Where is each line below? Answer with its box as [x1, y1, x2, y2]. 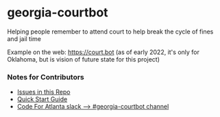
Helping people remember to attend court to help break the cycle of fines [7, 27, 214, 36]
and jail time [7, 34, 42, 42]
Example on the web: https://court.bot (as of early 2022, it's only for [7, 48, 200, 56]
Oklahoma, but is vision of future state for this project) [7, 55, 160, 63]
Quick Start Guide [16, 95, 68, 103]
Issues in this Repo [16, 88, 71, 96]
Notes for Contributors [7, 72, 84, 81]
